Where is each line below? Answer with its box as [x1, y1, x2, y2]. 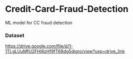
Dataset [5, 32, 25, 39]
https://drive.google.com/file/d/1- [5, 43, 73, 49]
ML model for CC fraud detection [5, 20, 73, 26]
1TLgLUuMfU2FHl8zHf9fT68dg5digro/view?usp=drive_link [5, 48, 125, 55]
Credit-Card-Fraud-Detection [5, 3, 129, 15]
